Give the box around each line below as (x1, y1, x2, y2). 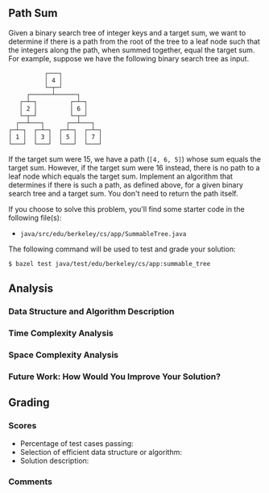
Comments (8, 476, 52, 487)
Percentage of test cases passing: (19, 438, 134, 448)
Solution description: (19, 456, 89, 466)
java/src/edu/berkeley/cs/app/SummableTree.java (19, 230, 187, 238)
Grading (8, 396, 50, 410)
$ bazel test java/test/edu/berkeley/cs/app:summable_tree (8, 259, 211, 268)
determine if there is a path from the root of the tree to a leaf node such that (8, 36, 260, 46)
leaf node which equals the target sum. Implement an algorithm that (8, 171, 234, 181)
